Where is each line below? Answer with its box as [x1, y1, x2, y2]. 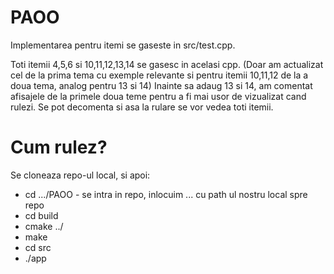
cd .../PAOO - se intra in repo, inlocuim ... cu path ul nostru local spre [24, 188, 308, 200]
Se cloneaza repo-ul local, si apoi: [10, 169, 151, 181]
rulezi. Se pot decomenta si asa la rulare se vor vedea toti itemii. [10, 101, 274, 113]
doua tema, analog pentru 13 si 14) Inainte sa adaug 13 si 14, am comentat [10, 79, 313, 91]
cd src [24, 241, 52, 253]
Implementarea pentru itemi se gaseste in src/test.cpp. [10, 39, 236, 51]
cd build [24, 209, 59, 221]
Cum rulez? [10, 136, 108, 159]
